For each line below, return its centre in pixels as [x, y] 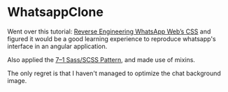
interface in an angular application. [57, 46]
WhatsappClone [55, 12]
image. [17, 80]
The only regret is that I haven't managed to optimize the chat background [114, 73]
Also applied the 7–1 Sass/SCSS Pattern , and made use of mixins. [101, 59]
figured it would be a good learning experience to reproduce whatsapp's [112, 38]
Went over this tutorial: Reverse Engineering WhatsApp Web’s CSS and [109, 31]
